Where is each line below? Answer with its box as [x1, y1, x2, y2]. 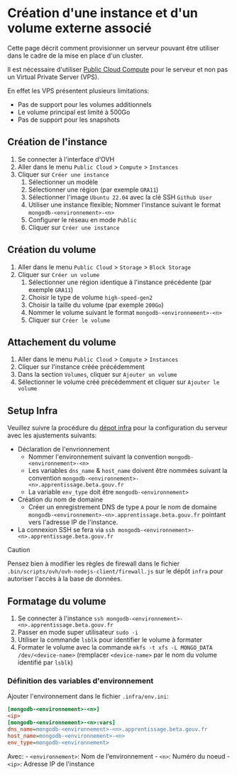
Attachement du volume [7, 336, 116, 348]
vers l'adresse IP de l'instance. [28, 518, 118, 526]
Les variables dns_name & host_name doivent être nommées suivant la [28, 467, 228, 475]
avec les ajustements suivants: [7, 431, 97, 439]
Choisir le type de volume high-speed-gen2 [28, 293, 153, 301]
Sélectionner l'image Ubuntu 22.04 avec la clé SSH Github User [28, 192, 213, 201]
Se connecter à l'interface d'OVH [17, 155, 115, 163]
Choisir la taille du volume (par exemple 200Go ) [28, 301, 165, 309]
